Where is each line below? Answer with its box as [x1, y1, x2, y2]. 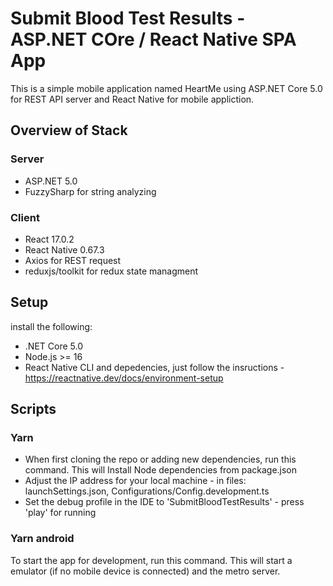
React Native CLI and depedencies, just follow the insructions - [24, 361, 285, 373]
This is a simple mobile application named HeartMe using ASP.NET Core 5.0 [10, 82, 323, 94]
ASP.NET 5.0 [24, 175, 78, 187]
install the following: [10, 320, 93, 332]
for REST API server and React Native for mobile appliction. [10, 93, 255, 105]
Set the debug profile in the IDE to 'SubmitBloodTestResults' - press [24, 496, 305, 508]
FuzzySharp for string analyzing [24, 185, 157, 197]
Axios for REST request [24, 254, 122, 266]
